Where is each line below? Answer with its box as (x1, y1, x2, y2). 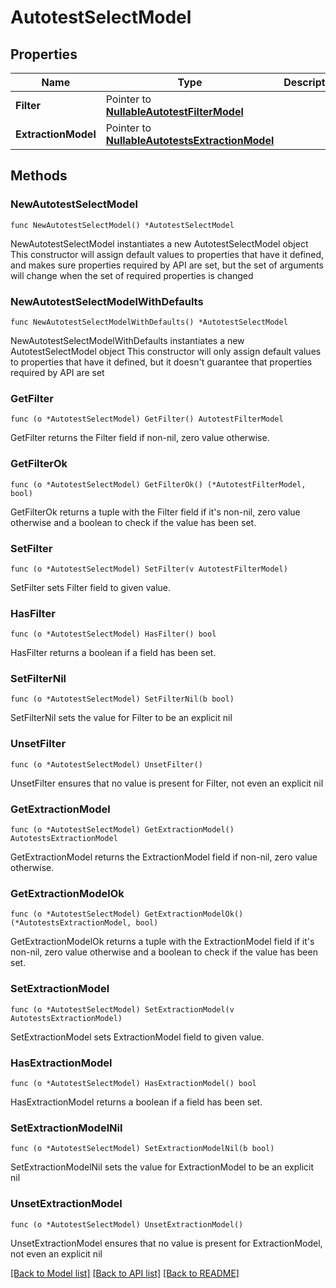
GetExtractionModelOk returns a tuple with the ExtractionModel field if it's (10, 936, 315, 948)
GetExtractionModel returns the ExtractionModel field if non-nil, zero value (10, 851, 318, 863)
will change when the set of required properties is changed (10, 269, 254, 281)
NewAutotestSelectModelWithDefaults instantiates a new (10, 334, 245, 346)
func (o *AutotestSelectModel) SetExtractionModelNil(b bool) (10, 1144, 275, 1154)
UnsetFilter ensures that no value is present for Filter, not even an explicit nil (10, 777, 324, 789)
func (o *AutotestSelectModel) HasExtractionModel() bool (10, 1078, 257, 1088)
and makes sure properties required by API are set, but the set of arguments (10, 259, 324, 271)
